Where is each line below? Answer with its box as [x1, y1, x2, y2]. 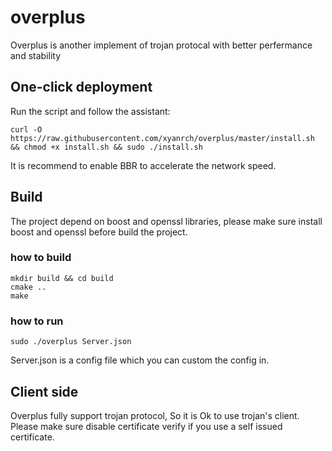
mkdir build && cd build [10, 273, 114, 283]
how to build [10, 251, 72, 265]
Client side [10, 383, 79, 400]
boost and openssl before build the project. [10, 226, 188, 238]
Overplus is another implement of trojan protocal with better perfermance [10, 39, 313, 51]
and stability [10, 49, 62, 61]
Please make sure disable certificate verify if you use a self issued [10, 420, 283, 432]
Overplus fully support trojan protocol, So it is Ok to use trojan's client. [10, 409, 300, 421]
